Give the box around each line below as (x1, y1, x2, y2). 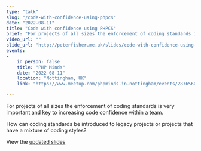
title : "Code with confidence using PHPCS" (6, 25, 117, 32)
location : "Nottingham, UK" (17, 75, 87, 81)
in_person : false (17, 58, 60, 64)
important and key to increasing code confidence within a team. (6, 109, 163, 116)
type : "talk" (6, 8, 39, 15)
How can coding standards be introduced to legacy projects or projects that (6, 121, 193, 127)
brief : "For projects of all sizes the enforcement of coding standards (6, 31, 191, 37)
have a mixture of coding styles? (6, 127, 87, 134)
